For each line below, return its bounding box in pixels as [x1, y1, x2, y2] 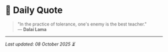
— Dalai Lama [17, 26, 46, 32]
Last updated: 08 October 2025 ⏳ [5, 41, 75, 47]
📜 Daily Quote [5, 4, 63, 16]
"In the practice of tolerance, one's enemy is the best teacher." [17, 21, 147, 27]
